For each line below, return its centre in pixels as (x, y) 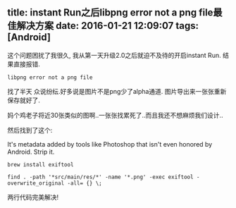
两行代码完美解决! (33, 197)
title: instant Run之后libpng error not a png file (110, 13)
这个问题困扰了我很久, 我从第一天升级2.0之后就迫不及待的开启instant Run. (114, 55)
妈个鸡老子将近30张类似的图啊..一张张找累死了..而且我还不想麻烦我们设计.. (115, 115)
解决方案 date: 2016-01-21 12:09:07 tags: (108, 26)
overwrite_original (36, 183)
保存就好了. (24, 100)
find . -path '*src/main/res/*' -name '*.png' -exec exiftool (100, 177)
